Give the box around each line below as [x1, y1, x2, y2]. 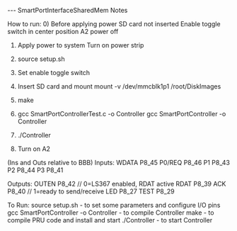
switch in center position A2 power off [7, 28, 119, 35]
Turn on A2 [17, 145, 51, 153]
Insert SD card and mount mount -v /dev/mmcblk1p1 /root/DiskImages [17, 82, 221, 91]
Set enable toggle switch [17, 69, 91, 77]
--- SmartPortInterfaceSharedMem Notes [7, 6, 128, 14]
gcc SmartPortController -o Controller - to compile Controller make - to [7, 208, 214, 217]
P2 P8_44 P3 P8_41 [7, 166, 64, 174]
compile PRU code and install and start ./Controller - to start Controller [7, 216, 213, 224]
